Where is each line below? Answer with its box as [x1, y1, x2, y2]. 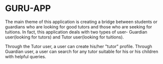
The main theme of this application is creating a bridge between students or [5, 19, 158, 25]
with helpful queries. [5, 53, 46, 59]
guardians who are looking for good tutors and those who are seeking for [5, 24, 152, 29]
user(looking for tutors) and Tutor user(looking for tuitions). [5, 34, 124, 40]
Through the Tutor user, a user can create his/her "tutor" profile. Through [5, 43, 152, 49]
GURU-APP [5, 3, 51, 14]
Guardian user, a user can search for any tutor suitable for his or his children [5, 49, 159, 54]
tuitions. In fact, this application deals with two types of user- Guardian [5, 29, 147, 35]
